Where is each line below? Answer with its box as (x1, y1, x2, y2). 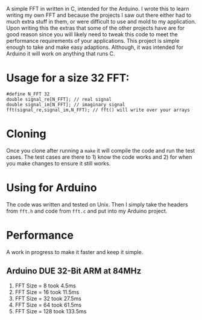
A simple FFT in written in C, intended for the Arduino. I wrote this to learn (6, 5, 189, 12)
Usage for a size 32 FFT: (6, 71, 130, 85)
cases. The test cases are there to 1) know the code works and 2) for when (6, 153, 192, 161)
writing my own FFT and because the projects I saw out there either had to (6, 11, 192, 19)
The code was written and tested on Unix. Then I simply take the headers (6, 200, 188, 208)
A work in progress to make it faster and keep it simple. (6, 248, 144, 255)
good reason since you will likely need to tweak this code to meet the (6, 31, 178, 38)
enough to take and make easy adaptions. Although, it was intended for (6, 43, 184, 51)
